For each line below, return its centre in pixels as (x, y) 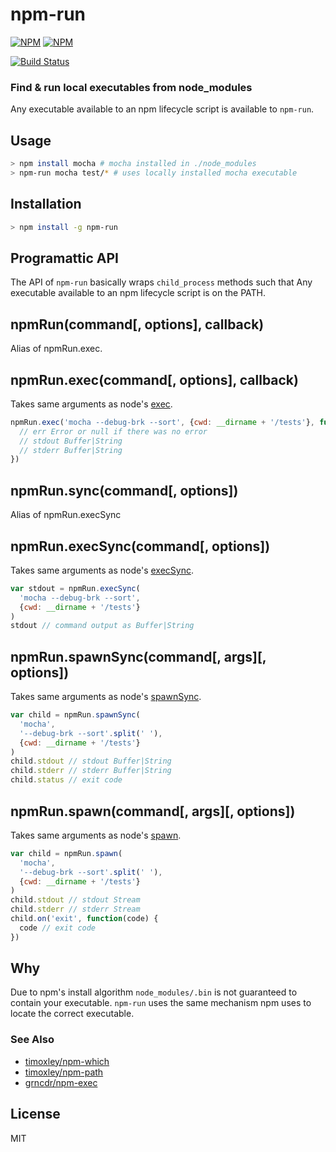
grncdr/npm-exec (61, 1082)
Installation (46, 204)
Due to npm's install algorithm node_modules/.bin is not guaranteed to (154, 992)
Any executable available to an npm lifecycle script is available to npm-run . (162, 109)
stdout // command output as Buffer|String (102, 626)
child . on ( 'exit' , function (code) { (84, 919)
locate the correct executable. (72, 1014)
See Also (32, 1040)
